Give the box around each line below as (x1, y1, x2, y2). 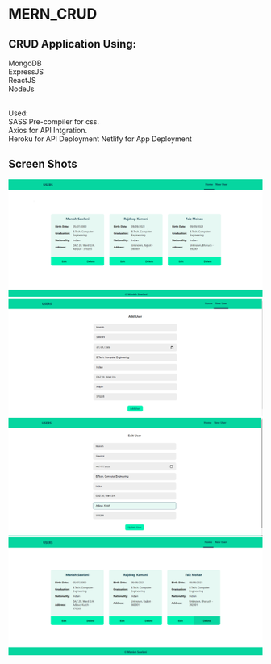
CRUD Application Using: (8, 37, 137, 51)
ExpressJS (8, 67, 44, 77)
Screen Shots (8, 157, 78, 171)
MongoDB (8, 58, 42, 68)
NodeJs (8, 84, 35, 94)
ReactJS (8, 76, 36, 85)
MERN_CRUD (8, 5, 98, 23)
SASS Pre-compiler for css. (8, 117, 99, 126)
